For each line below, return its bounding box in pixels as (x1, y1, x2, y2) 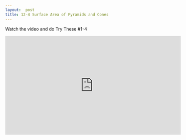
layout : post (5, 7, 35, 13)
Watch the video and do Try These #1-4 (5, 26, 87, 32)
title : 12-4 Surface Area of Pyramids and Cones (5, 12, 109, 17)
